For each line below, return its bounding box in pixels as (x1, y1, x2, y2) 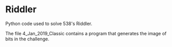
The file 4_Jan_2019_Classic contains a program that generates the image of (5, 30, 167, 36)
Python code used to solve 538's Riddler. (5, 20, 92, 27)
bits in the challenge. (5, 36, 50, 42)
